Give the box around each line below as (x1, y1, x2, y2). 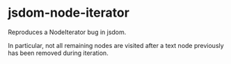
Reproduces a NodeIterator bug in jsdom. (8, 28, 127, 36)
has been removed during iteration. (8, 49, 109, 57)
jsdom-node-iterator (8, 5, 129, 21)
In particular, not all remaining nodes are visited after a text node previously (8, 41, 225, 49)
